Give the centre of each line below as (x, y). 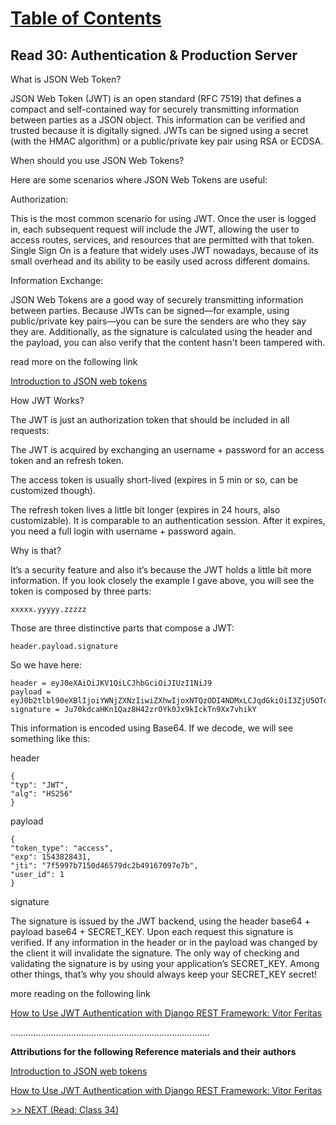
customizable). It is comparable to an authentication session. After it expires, (168, 520)
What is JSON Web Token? (66, 79)
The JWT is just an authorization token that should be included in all (150, 420)
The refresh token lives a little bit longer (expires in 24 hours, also (145, 510)
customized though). (53, 490)
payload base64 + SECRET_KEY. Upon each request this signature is (152, 931)
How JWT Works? (47, 400)
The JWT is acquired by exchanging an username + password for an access (167, 450)
